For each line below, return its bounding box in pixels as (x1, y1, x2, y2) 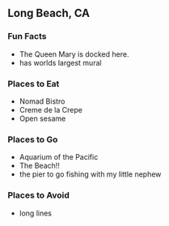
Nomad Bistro (19, 96, 65, 106)
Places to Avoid (7, 190, 70, 201)
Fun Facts (7, 31, 47, 42)
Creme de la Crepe (19, 104, 82, 114)
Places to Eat (7, 78, 60, 89)
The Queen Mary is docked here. (19, 49, 129, 59)
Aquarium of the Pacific (19, 152, 99, 162)
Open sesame (19, 113, 66, 123)
